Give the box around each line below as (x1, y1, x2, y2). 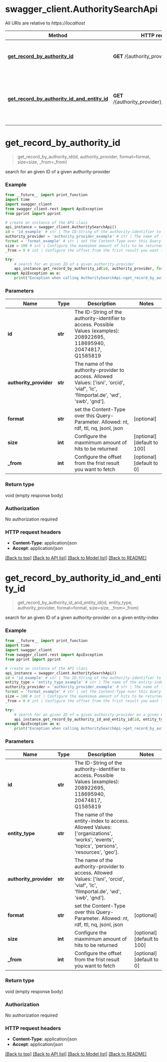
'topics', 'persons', (74, 842, 118, 849)
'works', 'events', (74, 836, 115, 843)
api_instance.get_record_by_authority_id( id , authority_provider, (14, 266, 155, 271)
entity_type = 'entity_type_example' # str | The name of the (5, 680, 137, 685)
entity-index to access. (74, 817, 129, 824)
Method (48, 31, 68, 38)
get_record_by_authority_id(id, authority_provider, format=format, (17, 153, 151, 159)
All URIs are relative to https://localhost (5, 20, 85, 26)
